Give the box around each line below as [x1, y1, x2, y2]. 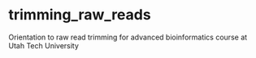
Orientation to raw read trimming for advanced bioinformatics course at [8, 32, 248, 42]
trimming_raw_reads [8, 6, 152, 24]
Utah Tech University [8, 40, 80, 50]
